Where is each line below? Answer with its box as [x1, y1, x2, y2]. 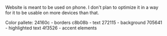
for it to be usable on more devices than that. [5, 10, 99, 16]
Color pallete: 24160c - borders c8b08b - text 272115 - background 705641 [5, 20, 162, 25]
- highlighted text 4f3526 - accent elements [5, 25, 97, 31]
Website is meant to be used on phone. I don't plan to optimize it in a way [5, 5, 159, 10]
